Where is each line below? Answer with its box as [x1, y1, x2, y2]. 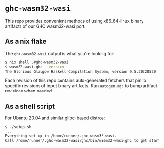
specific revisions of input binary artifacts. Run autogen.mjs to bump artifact [5, 83, 158, 89]
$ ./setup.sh [5, 125, 32, 129]
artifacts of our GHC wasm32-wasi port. [5, 23, 86, 29]
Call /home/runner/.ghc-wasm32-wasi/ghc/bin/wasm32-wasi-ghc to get [5, 138, 147, 143]
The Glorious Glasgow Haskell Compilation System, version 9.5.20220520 [5, 69, 156, 74]
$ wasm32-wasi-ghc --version [5, 64, 64, 69]
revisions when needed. [5, 88, 54, 94]
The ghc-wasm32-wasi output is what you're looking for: [5, 50, 115, 56]
